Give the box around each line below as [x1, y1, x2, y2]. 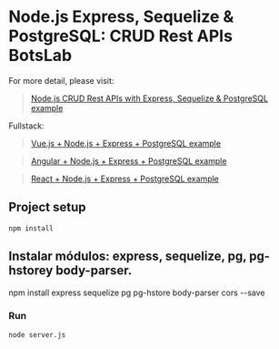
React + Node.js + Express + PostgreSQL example [30, 173, 220, 184]
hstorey [8, 262, 54, 279]
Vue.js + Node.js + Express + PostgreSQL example [30, 138, 222, 149]
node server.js [8, 330, 66, 339]
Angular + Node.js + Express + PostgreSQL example [30, 155, 227, 166]
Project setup [8, 200, 87, 215]
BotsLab [8, 46, 73, 66]
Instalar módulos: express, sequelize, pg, [8, 249, 247, 264]
